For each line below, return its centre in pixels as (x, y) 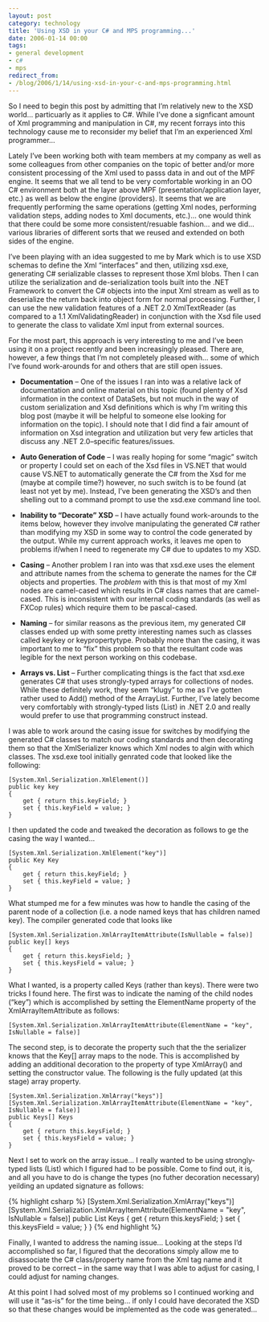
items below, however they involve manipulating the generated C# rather (140, 524)
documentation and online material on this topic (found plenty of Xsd (134, 390)
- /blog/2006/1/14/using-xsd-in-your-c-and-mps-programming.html (120, 83)
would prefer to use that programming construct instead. (114, 715)
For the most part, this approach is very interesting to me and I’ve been (126, 340)
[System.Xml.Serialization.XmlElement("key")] (88, 853)
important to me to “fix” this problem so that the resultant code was (131, 648)
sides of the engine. (41, 241)
